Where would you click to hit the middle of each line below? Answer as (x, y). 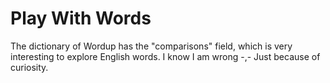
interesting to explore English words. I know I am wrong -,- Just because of (165, 56)
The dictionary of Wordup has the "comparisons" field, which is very (151, 46)
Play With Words (81, 18)
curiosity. (29, 67)
